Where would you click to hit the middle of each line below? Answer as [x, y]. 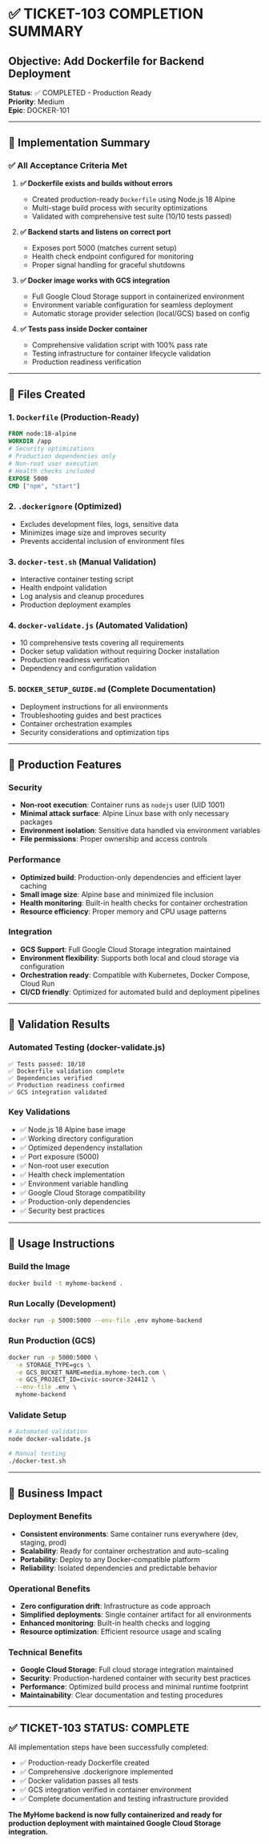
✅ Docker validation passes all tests [79, 1781]
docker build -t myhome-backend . [66, 1283]
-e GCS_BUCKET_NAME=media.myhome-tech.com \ [91, 1372]
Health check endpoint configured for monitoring [112, 256]
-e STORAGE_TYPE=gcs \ [53, 1365]
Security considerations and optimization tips [94, 732]
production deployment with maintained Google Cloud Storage [115, 1823]
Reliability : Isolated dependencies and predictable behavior [118, 1568]
